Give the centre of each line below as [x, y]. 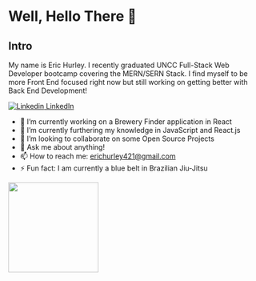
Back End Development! [48, 90]
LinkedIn [60, 106]
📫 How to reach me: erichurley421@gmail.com [98, 156]
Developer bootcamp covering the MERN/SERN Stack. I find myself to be [128, 74]
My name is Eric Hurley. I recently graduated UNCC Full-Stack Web [119, 65]
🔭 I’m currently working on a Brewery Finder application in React [126, 122]
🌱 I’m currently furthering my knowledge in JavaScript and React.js [130, 130]
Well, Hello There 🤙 [73, 16]
